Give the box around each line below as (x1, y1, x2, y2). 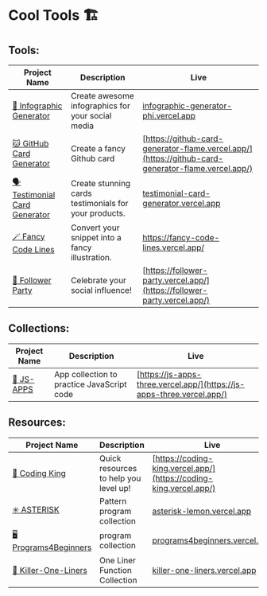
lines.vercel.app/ (142, 242, 205, 253)
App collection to (54, 368, 118, 380)
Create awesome (70, 91, 134, 101)
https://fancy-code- (142, 232, 220, 243)
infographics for (70, 100, 131, 111)
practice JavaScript (54, 379, 127, 390)
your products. (70, 208, 126, 219)
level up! (99, 482, 131, 493)
